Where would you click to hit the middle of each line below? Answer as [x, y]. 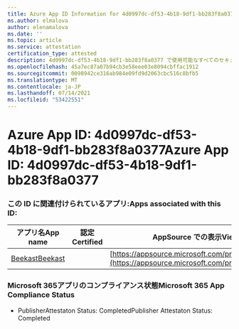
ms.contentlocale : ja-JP [44, 87]
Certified [87, 242]
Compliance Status [41, 295]
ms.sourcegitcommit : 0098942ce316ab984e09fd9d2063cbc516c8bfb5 [103, 73]
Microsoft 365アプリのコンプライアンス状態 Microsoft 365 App [116, 286]
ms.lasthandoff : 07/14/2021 [49, 93]
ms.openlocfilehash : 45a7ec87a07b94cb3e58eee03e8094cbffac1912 [103, 67]
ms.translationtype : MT [43, 80]
